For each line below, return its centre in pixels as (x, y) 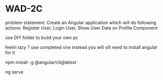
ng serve (14, 72)
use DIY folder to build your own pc (42, 37)
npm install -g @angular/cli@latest (41, 62)
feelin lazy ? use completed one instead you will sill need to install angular (81, 47)
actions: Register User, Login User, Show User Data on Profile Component (81, 27)
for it (10, 52)
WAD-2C (24, 9)
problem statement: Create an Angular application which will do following (81, 22)
